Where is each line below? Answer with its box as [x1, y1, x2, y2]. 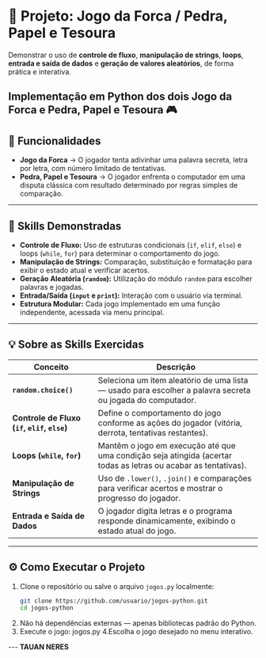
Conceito [33, 361, 69, 372]
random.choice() [12, 386, 74, 394]
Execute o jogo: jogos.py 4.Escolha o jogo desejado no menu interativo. [19, 627, 253, 637]
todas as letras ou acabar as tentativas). [97, 459, 247, 470]
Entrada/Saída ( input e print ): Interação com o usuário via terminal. [19, 291, 243, 300]
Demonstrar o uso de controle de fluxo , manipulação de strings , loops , [8, 50, 244, 59]
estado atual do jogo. [97, 525, 177, 536]
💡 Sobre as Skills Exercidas [8, 338, 145, 352]
